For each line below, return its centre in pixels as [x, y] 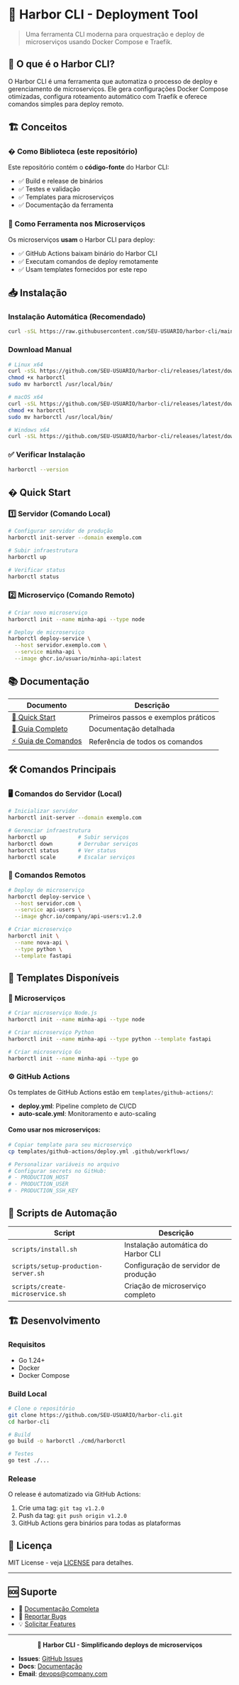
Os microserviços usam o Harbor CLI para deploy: [82, 239]
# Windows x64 [29, 430]
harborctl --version [39, 469]
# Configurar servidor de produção [61, 531]
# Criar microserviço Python [51, 1032]
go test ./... [29, 1461]
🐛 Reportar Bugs [42, 1616]
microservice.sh [39, 1293]
